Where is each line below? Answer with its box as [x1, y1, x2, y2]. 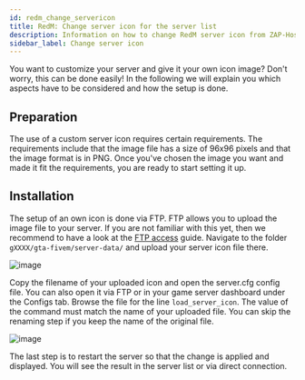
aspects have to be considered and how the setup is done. [9, 83, 229, 94]
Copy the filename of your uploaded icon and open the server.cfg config [9, 276, 280, 287]
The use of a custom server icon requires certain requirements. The [9, 134, 263, 145]
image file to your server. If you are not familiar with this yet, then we [9, 222, 266, 233]
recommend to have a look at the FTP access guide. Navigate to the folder [9, 232, 288, 243]
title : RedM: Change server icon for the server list [9, 22, 218, 31]
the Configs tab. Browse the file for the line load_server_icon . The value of [9, 296, 289, 307]
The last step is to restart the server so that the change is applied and [9, 351, 270, 362]
